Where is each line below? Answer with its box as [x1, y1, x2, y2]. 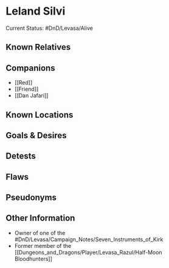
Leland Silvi [5, 4, 66, 18]
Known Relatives [5, 42, 71, 52]
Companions [5, 63, 55, 73]
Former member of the [14, 242, 72, 249]
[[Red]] [14, 79, 33, 86]
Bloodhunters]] [14, 255, 53, 263]
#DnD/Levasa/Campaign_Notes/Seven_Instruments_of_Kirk [14, 236, 164, 243]
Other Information [5, 213, 75, 224]
